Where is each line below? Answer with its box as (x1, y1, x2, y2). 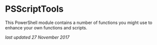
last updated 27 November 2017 (5, 34, 70, 40)
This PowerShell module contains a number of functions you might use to (5, 20, 153, 25)
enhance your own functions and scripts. (5, 24, 88, 30)
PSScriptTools (5, 3, 64, 15)
